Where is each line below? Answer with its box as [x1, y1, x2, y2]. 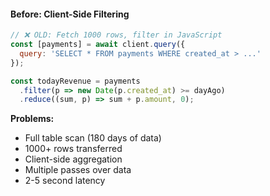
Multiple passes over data [24, 164, 132, 176]
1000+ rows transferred [24, 143, 123, 155]
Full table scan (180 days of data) [24, 132, 162, 144]
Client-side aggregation [24, 153, 123, 165]
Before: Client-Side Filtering [10, 8, 130, 20]
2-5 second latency [24, 175, 106, 187]
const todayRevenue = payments [10, 76, 141, 86]
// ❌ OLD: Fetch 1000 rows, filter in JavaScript [10, 30, 223, 40]
